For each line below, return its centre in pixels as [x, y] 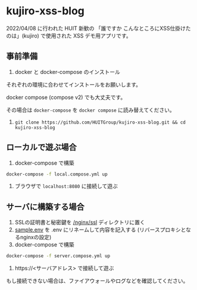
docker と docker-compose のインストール [67, 72]
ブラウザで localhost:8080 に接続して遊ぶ [66, 186]
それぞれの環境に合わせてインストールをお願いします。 [74, 84]
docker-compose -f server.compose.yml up [58, 256]
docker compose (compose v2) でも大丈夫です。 [66, 97]
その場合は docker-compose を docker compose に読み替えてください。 [91, 110]
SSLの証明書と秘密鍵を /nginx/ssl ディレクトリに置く [80, 223]
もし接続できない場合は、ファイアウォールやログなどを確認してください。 [97, 281]
